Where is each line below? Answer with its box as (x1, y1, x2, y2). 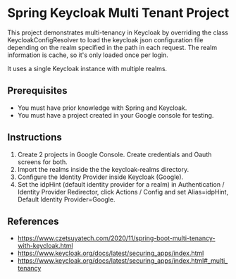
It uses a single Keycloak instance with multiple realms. (7, 64, 168, 73)
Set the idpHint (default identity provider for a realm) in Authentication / (17, 180, 225, 188)
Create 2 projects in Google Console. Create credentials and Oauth (17, 150, 212, 159)
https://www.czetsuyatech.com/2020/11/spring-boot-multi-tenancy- (17, 234, 216, 242)
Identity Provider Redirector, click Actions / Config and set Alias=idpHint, (17, 187, 229, 196)
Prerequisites (7, 85, 68, 97)
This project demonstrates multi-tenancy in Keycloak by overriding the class (7, 28, 229, 37)
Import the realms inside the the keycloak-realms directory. (17, 165, 190, 173)
